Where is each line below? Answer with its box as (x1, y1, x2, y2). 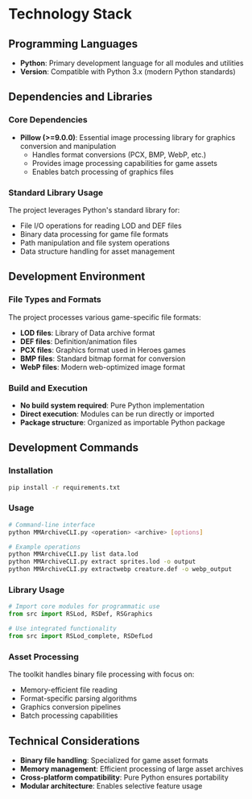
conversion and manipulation (19, 141, 117, 151)
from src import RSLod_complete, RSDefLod (8, 632, 153, 640)
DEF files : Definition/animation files (19, 336, 138, 346)
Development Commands (8, 441, 139, 455)
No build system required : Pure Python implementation (19, 400, 205, 410)
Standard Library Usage (8, 187, 104, 198)
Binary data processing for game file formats (19, 229, 169, 238)
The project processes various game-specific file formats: (8, 312, 201, 322)
